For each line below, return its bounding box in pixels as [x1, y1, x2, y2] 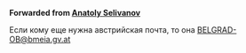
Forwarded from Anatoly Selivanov [9, 8, 140, 18]
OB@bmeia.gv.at [9, 34, 71, 44]
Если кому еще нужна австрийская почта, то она [9, 25, 195, 34]
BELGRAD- [196, 25, 237, 34]
